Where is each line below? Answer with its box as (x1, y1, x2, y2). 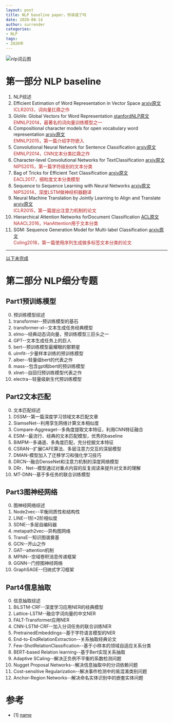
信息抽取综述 (13, 598, 41, 604)
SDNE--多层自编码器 (13, 522, 57, 528)
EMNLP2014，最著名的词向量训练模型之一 (13, 119, 103, 125)
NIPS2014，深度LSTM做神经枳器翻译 (13, 189, 92, 195)
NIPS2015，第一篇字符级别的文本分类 (13, 163, 93, 170)
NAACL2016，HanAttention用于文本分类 (13, 220, 99, 226)
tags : (6, 36, 17, 42)
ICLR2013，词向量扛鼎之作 (13, 106, 70, 113)
